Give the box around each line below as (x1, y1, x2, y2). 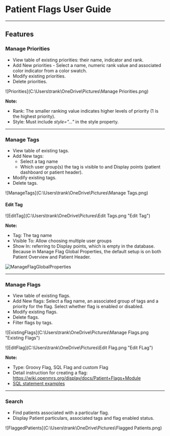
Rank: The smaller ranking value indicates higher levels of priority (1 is (12, 108, 158, 114)
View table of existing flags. (12, 293, 71, 299)
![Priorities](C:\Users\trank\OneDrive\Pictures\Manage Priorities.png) (5, 88, 149, 94)
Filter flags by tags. (12, 320, 53, 326)
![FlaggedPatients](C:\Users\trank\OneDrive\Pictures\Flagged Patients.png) (5, 425, 162, 431)
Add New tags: (12, 153, 44, 159)
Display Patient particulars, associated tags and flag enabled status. (12, 415, 154, 421)
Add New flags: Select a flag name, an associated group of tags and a (12, 298, 158, 304)
